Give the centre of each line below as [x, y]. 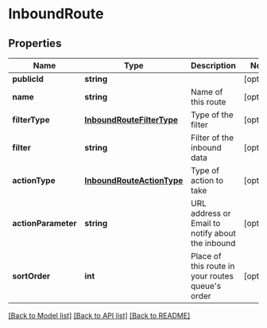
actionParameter [44, 223]
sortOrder [31, 276]
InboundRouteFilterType [132, 120]
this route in [213, 266]
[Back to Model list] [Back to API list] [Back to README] [99, 316]
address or [211, 213]
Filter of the [212, 138]
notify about [213, 233]
